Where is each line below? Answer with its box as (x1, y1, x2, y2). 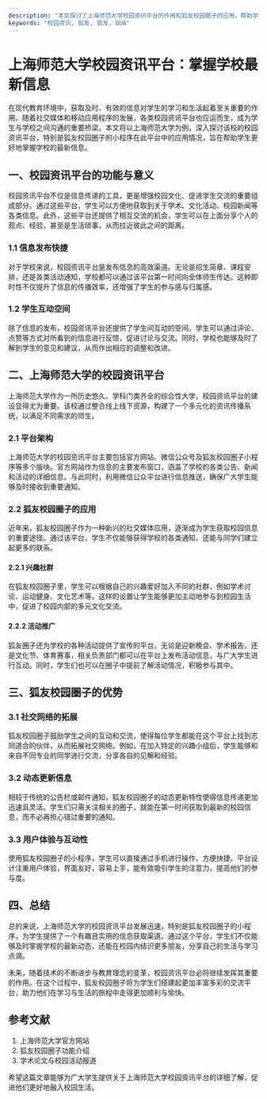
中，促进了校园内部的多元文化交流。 (8, 601, 127, 611)
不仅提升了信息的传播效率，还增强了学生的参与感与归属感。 (21, 282, 216, 291)
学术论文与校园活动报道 (19, 1055, 97, 1065)
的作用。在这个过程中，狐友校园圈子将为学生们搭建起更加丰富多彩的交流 (8, 978, 244, 987)
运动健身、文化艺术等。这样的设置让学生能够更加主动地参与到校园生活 (21, 592, 251, 601)
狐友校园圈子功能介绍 (19, 1045, 90, 1055)
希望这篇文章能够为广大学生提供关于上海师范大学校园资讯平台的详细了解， (8, 1072, 251, 1082)
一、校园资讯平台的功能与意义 (8, 168, 154, 182)
